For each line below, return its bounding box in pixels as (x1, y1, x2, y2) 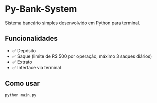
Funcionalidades (5, 34, 58, 43)
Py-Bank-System (5, 3, 77, 15)
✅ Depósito (12, 47, 36, 53)
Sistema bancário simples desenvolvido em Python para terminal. (5, 20, 140, 26)
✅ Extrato (12, 59, 32, 65)
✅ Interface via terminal (12, 64, 61, 70)
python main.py (5, 92, 37, 98)
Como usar (5, 79, 40, 88)
